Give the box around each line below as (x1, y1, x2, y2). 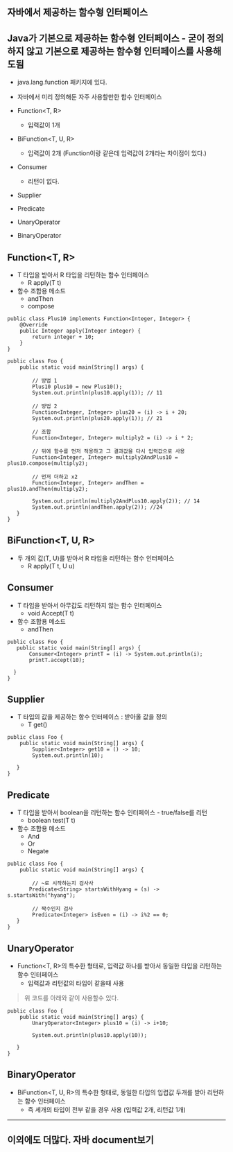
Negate (27, 847, 49, 855)
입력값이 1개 (27, 121, 60, 130)
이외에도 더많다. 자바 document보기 (7, 1134, 154, 1146)
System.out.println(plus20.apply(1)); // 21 (32, 415, 163, 422)
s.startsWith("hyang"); (7, 892, 76, 899)
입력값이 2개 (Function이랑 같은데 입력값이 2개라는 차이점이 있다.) (27, 149, 207, 157)
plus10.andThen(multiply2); (7, 486, 89, 493)
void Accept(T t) (27, 609, 75, 617)
